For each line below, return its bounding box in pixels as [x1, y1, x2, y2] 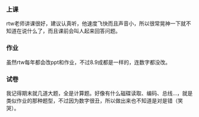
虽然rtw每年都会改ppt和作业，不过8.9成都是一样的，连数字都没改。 [6, 59, 171, 66]
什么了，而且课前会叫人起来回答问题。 [26, 27, 121, 35]
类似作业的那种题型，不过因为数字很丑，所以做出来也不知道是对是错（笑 [6, 97, 183, 104]
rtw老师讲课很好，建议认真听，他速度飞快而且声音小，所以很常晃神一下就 [6, 20, 186, 27]
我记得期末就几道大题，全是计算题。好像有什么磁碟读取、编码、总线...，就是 [6, 90, 193, 97]
